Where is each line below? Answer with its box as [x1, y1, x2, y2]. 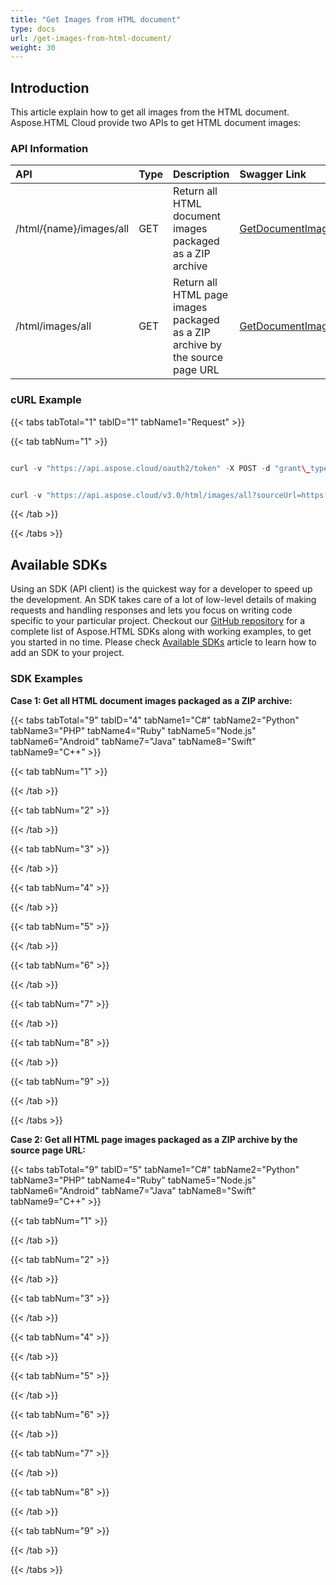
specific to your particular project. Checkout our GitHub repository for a [10, 615, 306, 627]
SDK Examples [10, 672, 83, 686]
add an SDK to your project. [10, 647, 125, 659]
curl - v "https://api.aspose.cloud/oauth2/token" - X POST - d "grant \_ [10, 463, 311, 473]
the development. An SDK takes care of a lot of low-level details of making [10, 594, 317, 606]
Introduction [10, 79, 90, 96]
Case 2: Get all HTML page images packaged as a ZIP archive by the [10, 1133, 298, 1145]
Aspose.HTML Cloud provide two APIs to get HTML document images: [10, 117, 302, 129]
